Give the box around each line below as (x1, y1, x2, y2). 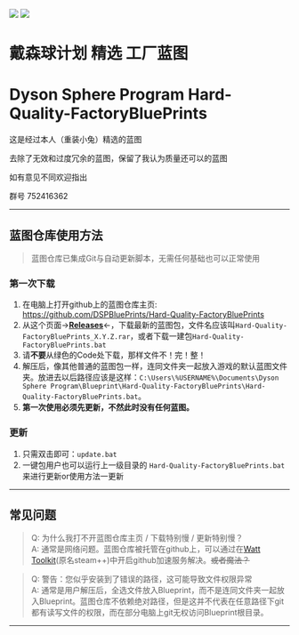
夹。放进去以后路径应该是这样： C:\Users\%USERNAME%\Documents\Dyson (21, 372, 279, 382)
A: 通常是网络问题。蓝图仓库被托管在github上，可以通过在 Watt (30, 543, 261, 555)
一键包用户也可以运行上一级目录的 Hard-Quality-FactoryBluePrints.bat (21, 459, 286, 470)
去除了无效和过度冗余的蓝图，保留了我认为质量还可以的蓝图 (9, 153, 228, 164)
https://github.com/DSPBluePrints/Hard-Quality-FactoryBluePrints (21, 309, 265, 320)
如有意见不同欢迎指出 (9, 172, 87, 182)
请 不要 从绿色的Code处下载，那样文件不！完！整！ (21, 350, 206, 360)
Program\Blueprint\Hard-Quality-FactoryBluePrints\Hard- (50, 382, 266, 391)
